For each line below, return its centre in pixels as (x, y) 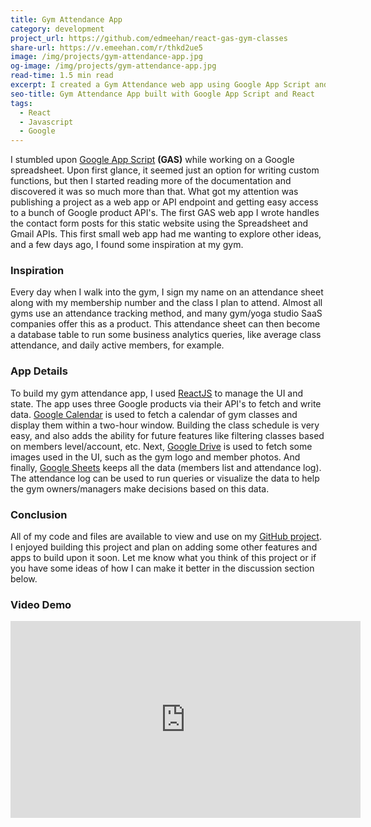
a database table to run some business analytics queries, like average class (166, 335)
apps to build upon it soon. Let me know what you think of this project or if (163, 558)
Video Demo (41, 604)
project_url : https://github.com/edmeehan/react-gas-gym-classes (149, 38)
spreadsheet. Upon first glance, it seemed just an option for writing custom (165, 170)
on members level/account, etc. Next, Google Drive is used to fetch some (161, 446)
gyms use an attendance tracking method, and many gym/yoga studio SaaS (166, 313)
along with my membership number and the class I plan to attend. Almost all (166, 303)
